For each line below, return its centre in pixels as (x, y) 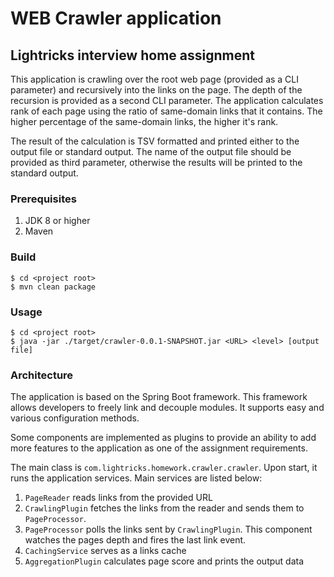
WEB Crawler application (116, 18)
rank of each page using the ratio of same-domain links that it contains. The (166, 111)
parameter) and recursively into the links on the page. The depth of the (156, 90)
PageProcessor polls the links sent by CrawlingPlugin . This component (168, 529)
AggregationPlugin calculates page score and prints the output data (164, 561)
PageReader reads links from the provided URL (118, 498)
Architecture (42, 375)
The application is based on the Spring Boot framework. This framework (159, 397)
